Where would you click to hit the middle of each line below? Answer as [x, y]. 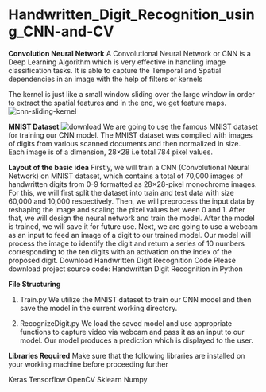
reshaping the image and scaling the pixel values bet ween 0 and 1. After [127, 209]
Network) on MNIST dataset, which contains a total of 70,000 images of [126, 176]
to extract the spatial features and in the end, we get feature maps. [117, 103]
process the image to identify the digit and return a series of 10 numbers [126, 243]
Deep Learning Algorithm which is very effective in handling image [117, 62]
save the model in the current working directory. [98, 308]
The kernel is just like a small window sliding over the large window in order [132, 94]
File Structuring [35, 284]
